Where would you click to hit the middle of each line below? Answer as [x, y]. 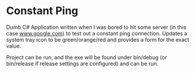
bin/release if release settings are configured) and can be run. [82, 64]
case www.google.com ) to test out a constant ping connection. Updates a [97, 33]
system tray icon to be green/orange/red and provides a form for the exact [98, 39]
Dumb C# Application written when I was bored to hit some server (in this [96, 27]
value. [14, 46]
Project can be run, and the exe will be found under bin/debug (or [86, 57]
